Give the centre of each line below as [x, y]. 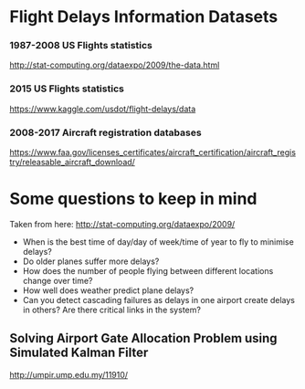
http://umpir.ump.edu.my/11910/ [69, 374]
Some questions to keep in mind [133, 199]
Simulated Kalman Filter [79, 353]
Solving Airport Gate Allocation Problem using [143, 338]
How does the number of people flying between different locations [148, 271]
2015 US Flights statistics [67, 89]
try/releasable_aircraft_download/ [72, 163]
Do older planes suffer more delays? [91, 261]
